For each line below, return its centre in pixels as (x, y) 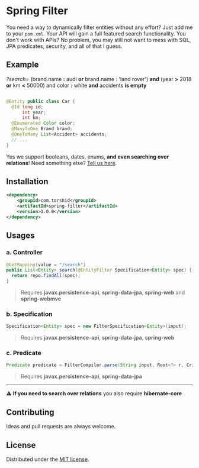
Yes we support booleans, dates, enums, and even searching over (88, 156)
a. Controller (25, 253)
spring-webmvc (41, 299)
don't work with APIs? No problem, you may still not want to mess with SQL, (99, 40)
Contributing (30, 412)
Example (23, 65)
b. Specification (29, 314)
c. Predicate (24, 353)
